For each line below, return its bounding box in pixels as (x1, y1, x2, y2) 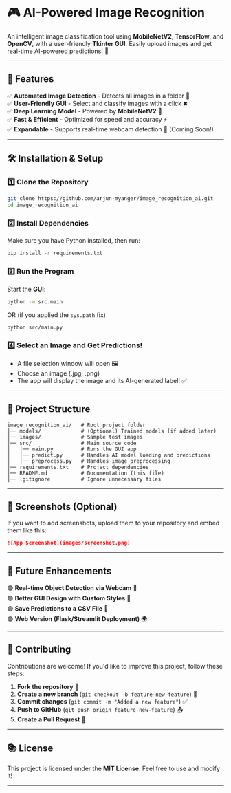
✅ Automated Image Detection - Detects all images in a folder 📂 (7, 91, 190, 100)
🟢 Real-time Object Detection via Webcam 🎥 (7, 584, 137, 592)
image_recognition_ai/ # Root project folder (7, 422, 146, 428)
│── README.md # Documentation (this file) (7, 470, 165, 477)
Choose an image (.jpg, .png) (16, 369, 100, 378)
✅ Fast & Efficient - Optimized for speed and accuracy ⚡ (7, 115, 168, 123)
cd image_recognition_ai (7, 202, 78, 209)
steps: (7, 669, 25, 677)
